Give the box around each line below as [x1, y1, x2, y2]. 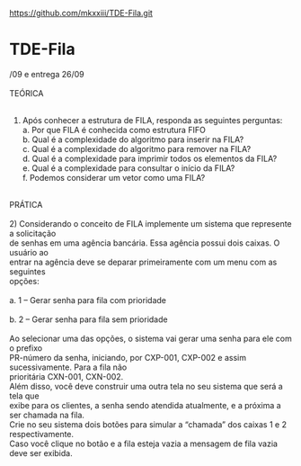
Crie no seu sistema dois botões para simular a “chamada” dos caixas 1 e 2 [9, 418, 288, 430]
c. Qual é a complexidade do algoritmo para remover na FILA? [22, 143, 252, 154]
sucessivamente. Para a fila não [9, 362, 128, 372]
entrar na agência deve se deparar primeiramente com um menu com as [9, 256, 278, 267]
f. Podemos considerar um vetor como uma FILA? [22, 172, 206, 183]
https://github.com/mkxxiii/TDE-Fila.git [9, 8, 153, 18]
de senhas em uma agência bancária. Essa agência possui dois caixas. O [9, 237, 280, 248]
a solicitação [9, 228, 57, 238]
